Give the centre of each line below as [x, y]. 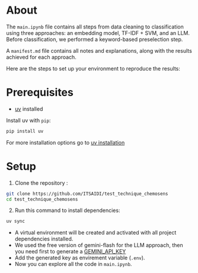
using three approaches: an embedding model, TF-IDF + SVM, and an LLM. [98, 33]
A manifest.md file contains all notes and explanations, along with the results [99, 50]
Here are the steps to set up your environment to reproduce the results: [93, 68]
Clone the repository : [41, 183]
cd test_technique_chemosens [42, 199]
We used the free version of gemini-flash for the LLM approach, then [99, 245]
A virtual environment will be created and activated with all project [95, 233]
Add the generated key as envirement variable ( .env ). [80, 258]
